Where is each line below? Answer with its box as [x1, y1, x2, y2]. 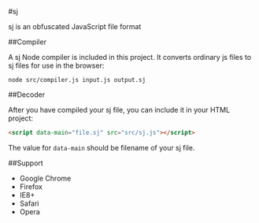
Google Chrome [19, 173, 72, 183]
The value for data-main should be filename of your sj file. [8, 143, 195, 152]
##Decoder [8, 90, 46, 99]
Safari [19, 199, 39, 208]
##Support [8, 158, 43, 168]
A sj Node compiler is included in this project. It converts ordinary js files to [8, 53, 252, 61]
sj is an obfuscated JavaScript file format [8, 22, 142, 31]
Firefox [19, 181, 43, 191]
